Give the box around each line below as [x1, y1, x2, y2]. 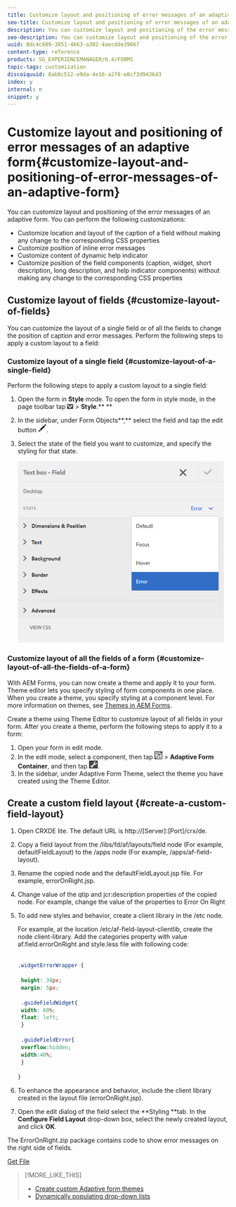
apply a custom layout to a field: [7, 339, 100, 347]
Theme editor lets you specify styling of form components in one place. [7, 686, 214, 694]
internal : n [7, 85, 42, 93]
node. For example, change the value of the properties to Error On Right [17, 897, 225, 906]
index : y [7, 78, 33, 85]
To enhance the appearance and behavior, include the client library [17, 1086, 212, 1095]
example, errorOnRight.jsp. [17, 876, 96, 885]
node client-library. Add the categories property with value [17, 933, 188, 941]
